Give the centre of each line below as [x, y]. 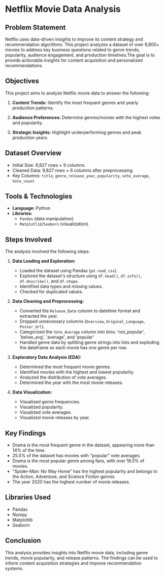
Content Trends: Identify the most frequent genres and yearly [75, 102]
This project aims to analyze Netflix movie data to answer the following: [78, 93]
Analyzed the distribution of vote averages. [63, 378]
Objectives [22, 81]
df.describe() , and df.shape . [49, 281]
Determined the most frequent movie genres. [65, 367]
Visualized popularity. [42, 407]
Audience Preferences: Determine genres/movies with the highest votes [86, 117]
